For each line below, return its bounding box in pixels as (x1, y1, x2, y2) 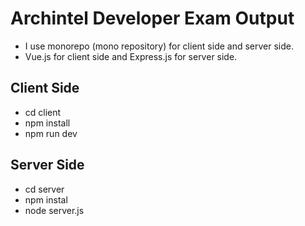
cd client (24, 106, 62, 118)
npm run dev (24, 127, 78, 139)
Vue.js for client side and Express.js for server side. (24, 50, 238, 62)
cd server (24, 183, 65, 195)
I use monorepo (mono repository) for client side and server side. (24, 40, 294, 52)
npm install (24, 117, 71, 129)
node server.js (24, 204, 85, 216)
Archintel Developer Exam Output (10, 7, 295, 30)
